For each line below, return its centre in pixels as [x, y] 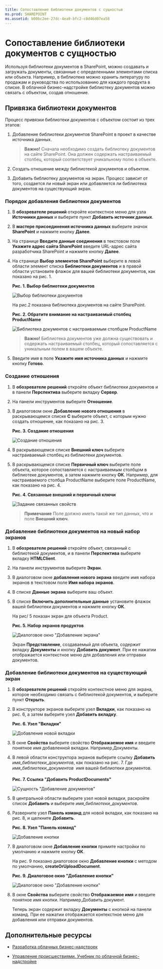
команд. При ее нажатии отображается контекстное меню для [78, 915]
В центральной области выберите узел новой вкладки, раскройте [81, 798]
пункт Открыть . [28, 700]
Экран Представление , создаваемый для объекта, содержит [76, 644]
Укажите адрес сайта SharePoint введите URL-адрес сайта [74, 247]
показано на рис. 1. [32, 277]
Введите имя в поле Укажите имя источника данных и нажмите [80, 358]
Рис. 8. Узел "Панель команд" [44, 827]
